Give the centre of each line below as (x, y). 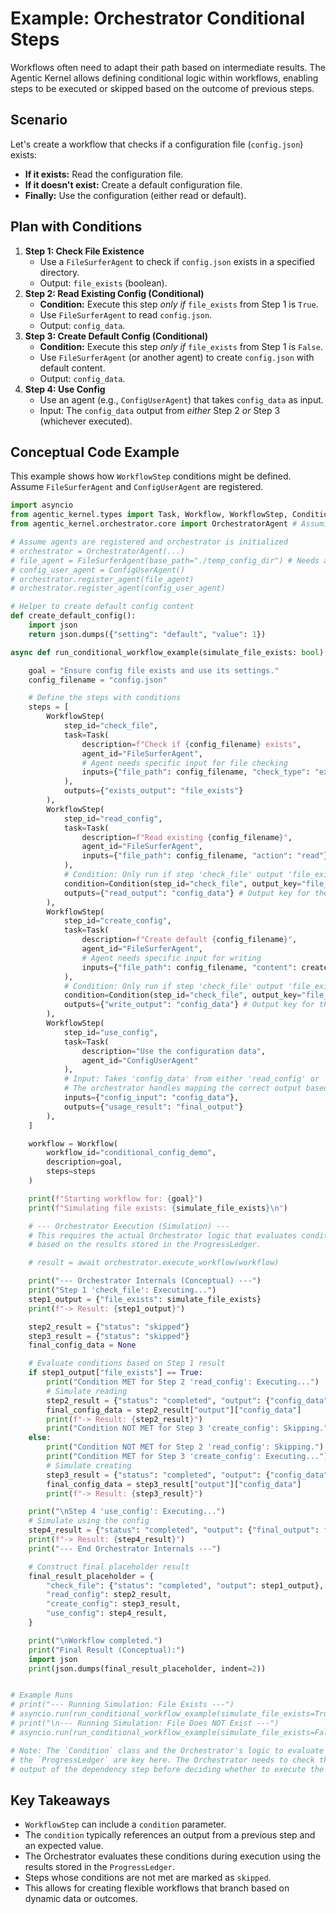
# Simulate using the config (89, 1521)
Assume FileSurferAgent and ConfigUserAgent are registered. (137, 487)
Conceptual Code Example (95, 452)
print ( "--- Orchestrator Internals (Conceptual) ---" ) (145, 1281)
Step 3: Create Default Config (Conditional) (116, 336)
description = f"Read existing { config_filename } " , (187, 837)
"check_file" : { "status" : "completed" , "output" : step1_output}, (185, 1585)
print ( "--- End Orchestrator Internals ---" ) (125, 1548)
